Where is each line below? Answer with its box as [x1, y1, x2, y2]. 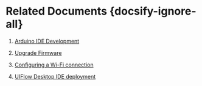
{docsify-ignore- [109, 4, 197, 18]
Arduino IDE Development [14, 37, 80, 45]
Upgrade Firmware [14, 49, 62, 56]
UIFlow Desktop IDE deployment [14, 73, 96, 80]
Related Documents [5, 4, 108, 18]
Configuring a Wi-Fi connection [14, 61, 94, 68]
